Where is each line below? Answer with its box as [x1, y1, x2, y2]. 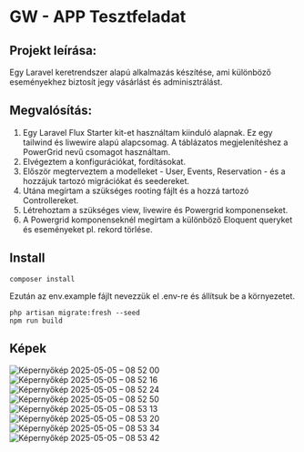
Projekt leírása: [9, 43, 97, 58]
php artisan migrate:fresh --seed [9, 308, 141, 317]
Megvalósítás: [9, 103, 93, 118]
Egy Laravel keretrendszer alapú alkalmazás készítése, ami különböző [9, 67, 271, 77]
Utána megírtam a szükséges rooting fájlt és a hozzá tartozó [22, 185, 249, 196]
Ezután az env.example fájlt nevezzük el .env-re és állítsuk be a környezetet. [9, 290, 296, 302]
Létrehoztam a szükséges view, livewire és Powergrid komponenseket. [22, 204, 289, 215]
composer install [9, 274, 76, 283]
